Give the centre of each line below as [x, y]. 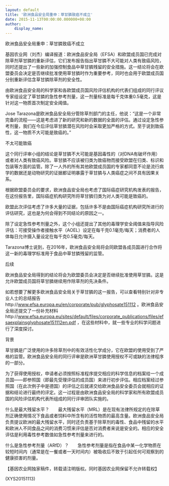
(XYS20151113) [20, 479]
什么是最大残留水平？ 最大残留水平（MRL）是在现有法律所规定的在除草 [82, 409]
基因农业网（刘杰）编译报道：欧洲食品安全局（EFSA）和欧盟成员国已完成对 [83, 54]
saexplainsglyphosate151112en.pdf [41, 323]
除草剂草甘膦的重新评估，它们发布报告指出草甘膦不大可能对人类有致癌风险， [84, 60]
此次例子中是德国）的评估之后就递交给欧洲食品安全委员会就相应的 [91, 386]
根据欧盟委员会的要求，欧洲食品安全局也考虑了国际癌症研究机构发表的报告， [84, 190]
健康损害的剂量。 [23, 458]
